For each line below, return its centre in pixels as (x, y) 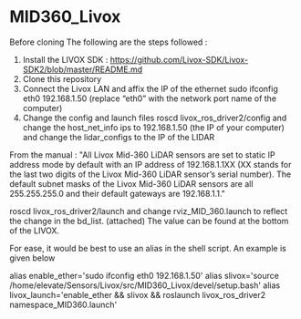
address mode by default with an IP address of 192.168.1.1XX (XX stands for (150, 164)
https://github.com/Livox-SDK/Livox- (179, 59)
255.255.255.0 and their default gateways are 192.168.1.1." (118, 193)
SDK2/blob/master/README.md (83, 69)
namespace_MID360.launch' (63, 304)
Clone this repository (62, 78)
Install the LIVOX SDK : (65, 59)
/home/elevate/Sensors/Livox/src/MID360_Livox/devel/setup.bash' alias (145, 285)
